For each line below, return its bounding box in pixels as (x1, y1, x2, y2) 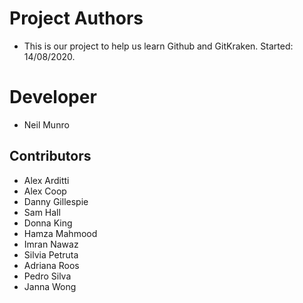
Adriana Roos (23, 259, 80, 271)
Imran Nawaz (23, 238, 79, 250)
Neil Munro (23, 118, 70, 131)
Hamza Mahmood (23, 227, 98, 239)
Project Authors (9, 7, 144, 30)
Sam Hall (23, 206, 61, 218)
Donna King (23, 217, 73, 229)
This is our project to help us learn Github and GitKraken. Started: (23, 40, 294, 52)
